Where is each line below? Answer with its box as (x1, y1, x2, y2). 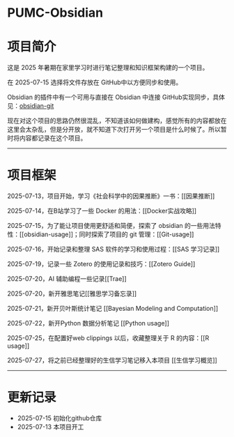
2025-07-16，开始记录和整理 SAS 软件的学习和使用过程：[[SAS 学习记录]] (7, 245, 220, 254)
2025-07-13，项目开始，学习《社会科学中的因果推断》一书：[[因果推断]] (7, 192, 215, 200)
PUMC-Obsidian (7, 5, 103, 21)
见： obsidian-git (7, 102, 54, 110)
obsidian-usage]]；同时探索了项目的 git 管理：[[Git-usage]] (24, 230, 194, 238)
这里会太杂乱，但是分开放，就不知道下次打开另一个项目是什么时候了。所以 (7, 125, 221, 134)
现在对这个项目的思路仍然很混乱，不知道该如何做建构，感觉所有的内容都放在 (7, 116, 227, 125)
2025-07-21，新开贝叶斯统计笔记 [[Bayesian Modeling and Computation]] (7, 305, 218, 313)
